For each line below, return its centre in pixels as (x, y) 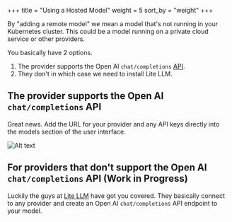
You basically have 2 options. (50, 53)
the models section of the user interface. (66, 132)
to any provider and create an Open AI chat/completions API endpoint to (112, 203)
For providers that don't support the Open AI (107, 168)
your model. (25, 211)
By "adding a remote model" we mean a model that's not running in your (112, 24)
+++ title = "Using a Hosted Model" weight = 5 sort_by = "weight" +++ (110, 10)
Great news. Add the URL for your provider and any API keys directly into (114, 124)
